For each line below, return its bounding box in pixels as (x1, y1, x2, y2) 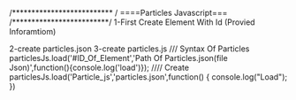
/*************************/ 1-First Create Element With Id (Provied (9, 17, 255, 27)
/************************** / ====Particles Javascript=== (9, 8, 228, 18)
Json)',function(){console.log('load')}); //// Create (9, 62, 190, 73)
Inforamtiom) (9, 27, 57, 36)
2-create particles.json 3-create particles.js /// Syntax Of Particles (9, 43, 250, 54)
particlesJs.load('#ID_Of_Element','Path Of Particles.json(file (9, 53, 228, 63)
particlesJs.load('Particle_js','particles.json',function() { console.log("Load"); (9, 72, 288, 82)
